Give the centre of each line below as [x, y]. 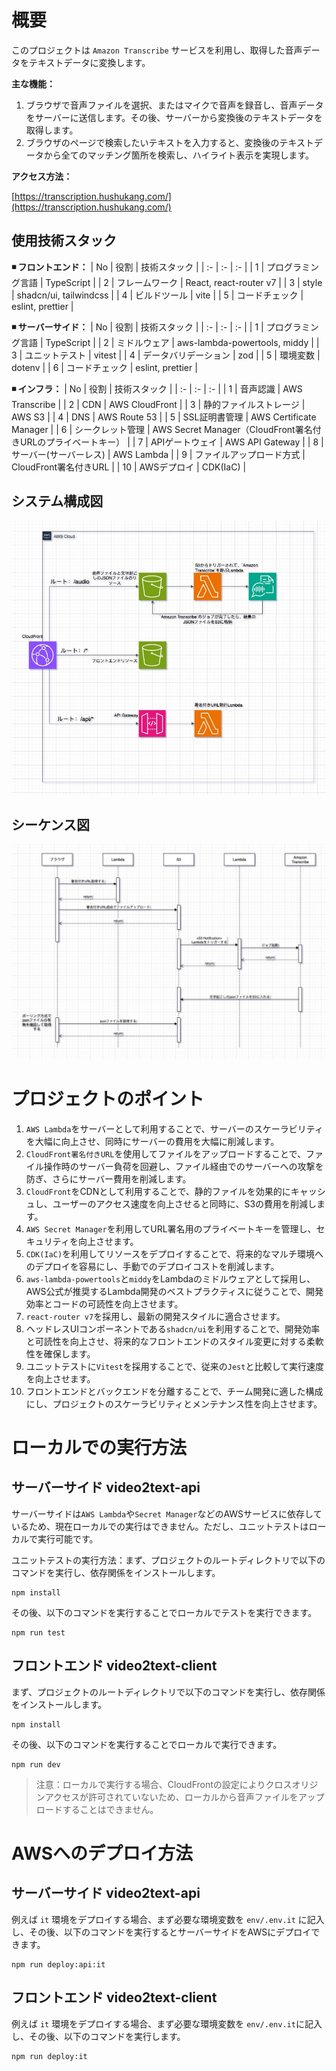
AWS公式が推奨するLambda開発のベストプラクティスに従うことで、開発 [174, 1291]
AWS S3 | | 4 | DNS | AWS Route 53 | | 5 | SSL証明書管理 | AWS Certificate [164, 417]
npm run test [38, 1632]
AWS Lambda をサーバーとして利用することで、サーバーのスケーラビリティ [174, 1128]
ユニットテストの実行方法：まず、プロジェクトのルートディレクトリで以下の [168, 1560]
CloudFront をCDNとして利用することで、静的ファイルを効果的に [158, 1191]
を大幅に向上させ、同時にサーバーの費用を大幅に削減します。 [152, 1141]
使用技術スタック [64, 241]
